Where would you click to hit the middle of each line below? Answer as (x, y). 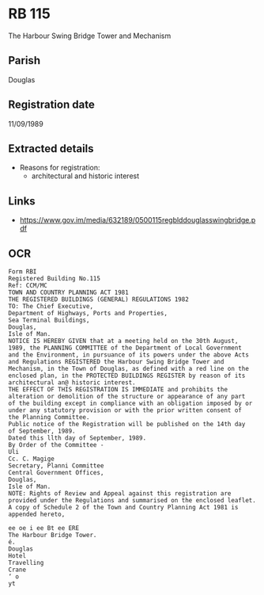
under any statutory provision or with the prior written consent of (125, 410)
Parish (25, 61)
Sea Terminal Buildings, (49, 320)
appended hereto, (37, 514)
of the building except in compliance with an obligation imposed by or (130, 403)
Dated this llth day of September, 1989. (77, 438)
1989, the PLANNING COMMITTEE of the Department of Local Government (125, 348)
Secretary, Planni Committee (56, 466)
